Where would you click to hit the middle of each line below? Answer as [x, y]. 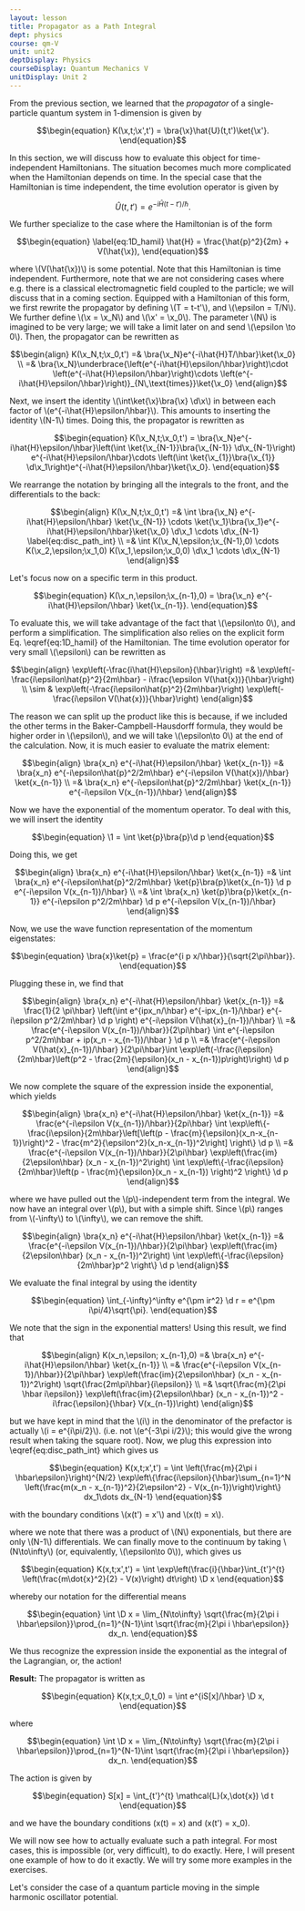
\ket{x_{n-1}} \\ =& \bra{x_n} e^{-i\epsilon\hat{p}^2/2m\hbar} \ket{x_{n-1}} [153, 782]
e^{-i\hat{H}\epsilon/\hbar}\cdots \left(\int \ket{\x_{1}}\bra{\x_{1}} [153, 457]
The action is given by [51, 1778]
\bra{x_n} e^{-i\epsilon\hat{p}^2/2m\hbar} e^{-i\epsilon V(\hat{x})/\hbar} [153, 773]
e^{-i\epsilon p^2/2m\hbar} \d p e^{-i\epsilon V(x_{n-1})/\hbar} [159, 902]
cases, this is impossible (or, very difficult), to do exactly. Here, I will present [152, 1851]
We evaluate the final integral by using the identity [103, 1283]
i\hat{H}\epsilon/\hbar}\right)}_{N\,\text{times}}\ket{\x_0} [126, 383]
